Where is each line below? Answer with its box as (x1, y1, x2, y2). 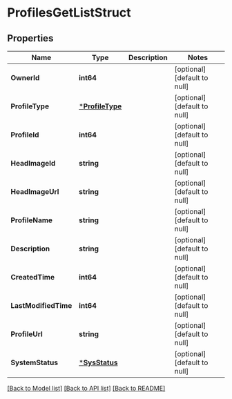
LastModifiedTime (10, 301, 72, 310)
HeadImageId (10, 159, 56, 168)
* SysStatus (78, 358, 118, 367)
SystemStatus (10, 358, 59, 367)
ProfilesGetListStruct (7, 5, 131, 21)
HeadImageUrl (10, 187, 59, 196)
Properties (7, 32, 54, 44)
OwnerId (10, 73, 40, 82)
